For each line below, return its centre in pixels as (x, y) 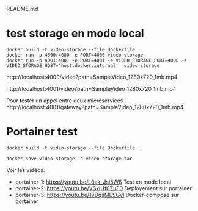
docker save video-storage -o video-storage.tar (69, 159)
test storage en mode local (75, 34)
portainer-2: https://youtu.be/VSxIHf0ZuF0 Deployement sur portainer (104, 188)
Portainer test (42, 132)
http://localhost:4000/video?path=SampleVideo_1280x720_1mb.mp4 (92, 77)
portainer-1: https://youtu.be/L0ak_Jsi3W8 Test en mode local (93, 182)
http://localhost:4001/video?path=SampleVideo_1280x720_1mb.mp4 (91, 88)
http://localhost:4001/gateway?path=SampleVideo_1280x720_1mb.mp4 (95, 107)
